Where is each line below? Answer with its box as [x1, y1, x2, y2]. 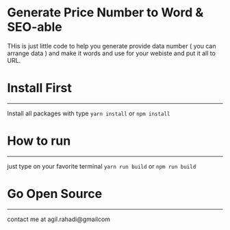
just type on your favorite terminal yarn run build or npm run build [7, 162, 196, 170]
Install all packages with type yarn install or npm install [7, 109, 170, 117]
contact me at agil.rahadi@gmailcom [7, 215, 111, 223]
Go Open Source [7, 186, 103, 201]
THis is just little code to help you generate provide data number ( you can [7, 42, 216, 50]
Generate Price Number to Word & [7, 5, 204, 20]
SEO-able [7, 19, 63, 35]
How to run [7, 133, 71, 149]
